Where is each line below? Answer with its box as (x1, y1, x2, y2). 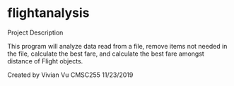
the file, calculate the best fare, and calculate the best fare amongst (7, 49, 205, 58)
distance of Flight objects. (7, 56, 83, 65)
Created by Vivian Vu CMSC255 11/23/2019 (7, 70, 134, 79)
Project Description (7, 28, 64, 37)
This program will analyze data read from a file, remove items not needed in (7, 42, 228, 50)
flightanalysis (7, 5, 90, 21)
